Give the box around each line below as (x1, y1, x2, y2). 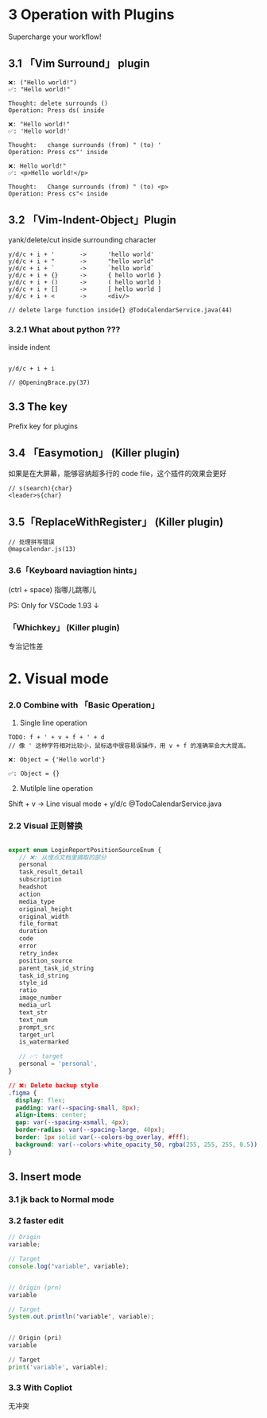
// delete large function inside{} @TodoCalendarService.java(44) (8, 306, 233, 314)
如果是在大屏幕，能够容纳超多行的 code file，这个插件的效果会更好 (8, 469, 227, 478)
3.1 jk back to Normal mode (8, 1194, 114, 1205)
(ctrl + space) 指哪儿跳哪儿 (8, 584, 97, 594)
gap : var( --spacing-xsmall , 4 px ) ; (15, 1118, 130, 1126)
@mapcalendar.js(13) (8, 545, 77, 553)
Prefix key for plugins (8, 421, 78, 431)
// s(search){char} (8, 485, 73, 493)
